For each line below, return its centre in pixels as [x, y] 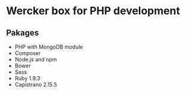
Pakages [23, 33]
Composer [28, 53]
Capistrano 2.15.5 [36, 85]
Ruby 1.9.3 [27, 78]
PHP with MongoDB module [49, 47]
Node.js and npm [36, 59]
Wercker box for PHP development [93, 11]
